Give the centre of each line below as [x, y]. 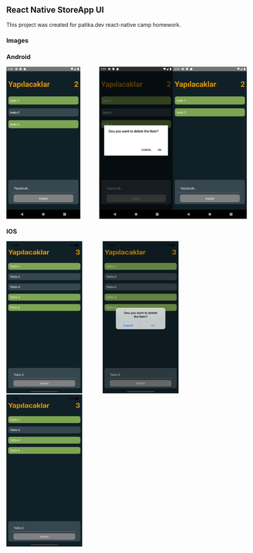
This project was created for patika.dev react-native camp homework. [93, 24]
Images [18, 40]
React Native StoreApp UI [55, 10]
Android [19, 57]
